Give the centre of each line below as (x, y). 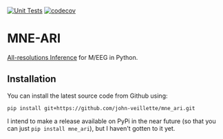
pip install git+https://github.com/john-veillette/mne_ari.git (101, 108)
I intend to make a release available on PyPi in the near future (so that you (111, 121)
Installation (32, 79)
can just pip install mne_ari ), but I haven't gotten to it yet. (91, 128)
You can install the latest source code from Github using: (87, 96)
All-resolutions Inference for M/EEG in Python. (73, 57)
